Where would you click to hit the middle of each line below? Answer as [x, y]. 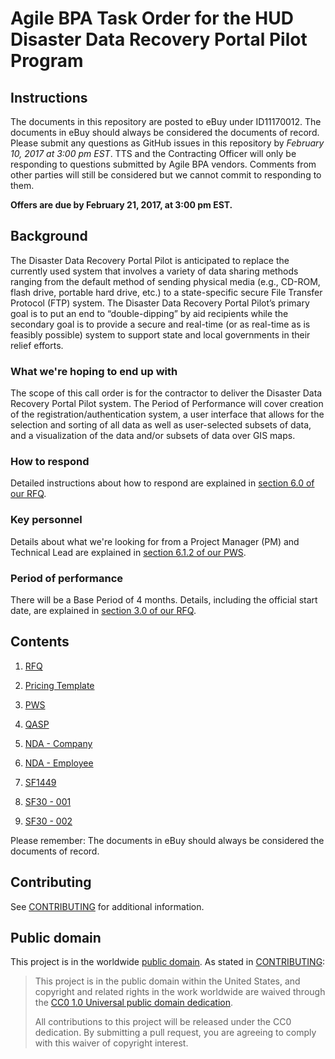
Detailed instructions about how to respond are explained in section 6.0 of [162, 483]
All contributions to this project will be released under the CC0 [163, 1022]
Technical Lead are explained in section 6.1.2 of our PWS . [128, 552]
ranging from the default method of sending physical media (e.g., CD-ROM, [165, 281]
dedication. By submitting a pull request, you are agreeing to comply [175, 1033]
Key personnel [46, 520]
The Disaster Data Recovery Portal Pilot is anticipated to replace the [150, 260]
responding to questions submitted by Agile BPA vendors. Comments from [163, 164]
